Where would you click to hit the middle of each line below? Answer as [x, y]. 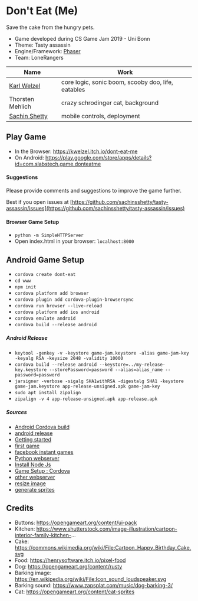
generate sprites [34, 489]
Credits [20, 509]
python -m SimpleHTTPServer [49, 235]
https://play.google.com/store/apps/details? [98, 157]
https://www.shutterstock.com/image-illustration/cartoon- [107, 529]
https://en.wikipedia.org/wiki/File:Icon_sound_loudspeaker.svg [90, 579]
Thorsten [22, 99]
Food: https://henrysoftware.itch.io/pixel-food [70, 560]
